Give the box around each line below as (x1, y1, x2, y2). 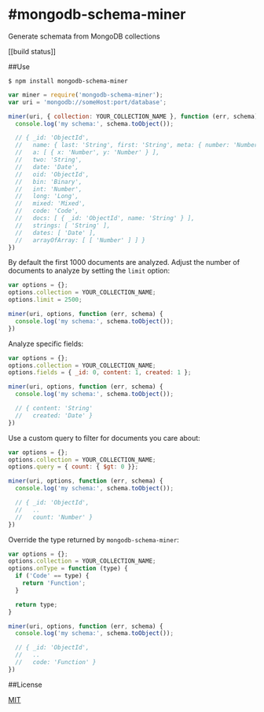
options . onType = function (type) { (8, 564, 128, 573)
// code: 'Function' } (15, 659, 97, 666)
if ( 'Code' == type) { (15, 572, 90, 580)
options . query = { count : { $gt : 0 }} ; (8, 463, 139, 471)
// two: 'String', (15, 156, 82, 164)
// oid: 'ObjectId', (15, 171, 90, 178)
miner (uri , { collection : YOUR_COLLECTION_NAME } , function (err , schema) (8, 112, 258, 120)
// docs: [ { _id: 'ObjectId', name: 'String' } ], (15, 215, 195, 222)
